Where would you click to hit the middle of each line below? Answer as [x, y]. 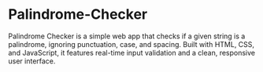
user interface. [32, 61]
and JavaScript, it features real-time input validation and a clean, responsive [132, 52]
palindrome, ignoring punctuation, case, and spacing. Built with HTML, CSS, [131, 44]
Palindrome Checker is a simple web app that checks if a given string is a [127, 36]
